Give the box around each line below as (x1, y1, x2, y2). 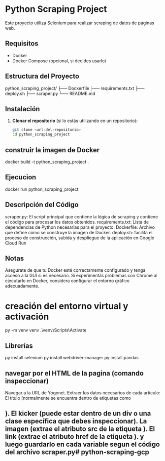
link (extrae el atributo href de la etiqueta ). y (5, 432, 144, 441)
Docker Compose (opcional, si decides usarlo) (12, 58, 107, 64)
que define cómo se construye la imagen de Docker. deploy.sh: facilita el (5, 229, 153, 235)
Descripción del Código (5, 201, 79, 209)
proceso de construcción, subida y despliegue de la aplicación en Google (5, 235, 154, 241)
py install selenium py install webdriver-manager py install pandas (5, 355, 139, 361)
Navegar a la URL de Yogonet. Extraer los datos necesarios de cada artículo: (5, 389, 161, 396)
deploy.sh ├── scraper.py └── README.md (5, 90, 96, 96)
